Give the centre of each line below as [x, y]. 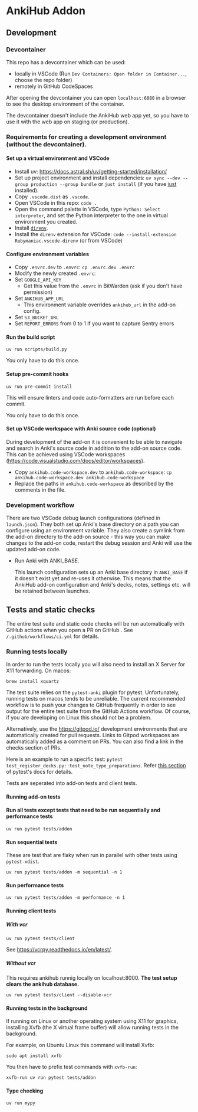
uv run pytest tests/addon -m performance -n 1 [66, 898]
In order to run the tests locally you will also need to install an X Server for [96, 665]
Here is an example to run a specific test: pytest [65, 759]
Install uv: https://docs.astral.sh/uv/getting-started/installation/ [91, 171]
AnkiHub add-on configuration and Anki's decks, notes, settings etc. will [102, 585]
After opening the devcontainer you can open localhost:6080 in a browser [96, 97]
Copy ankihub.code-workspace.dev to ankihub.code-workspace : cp [93, 472]
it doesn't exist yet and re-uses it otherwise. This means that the [93, 578]
